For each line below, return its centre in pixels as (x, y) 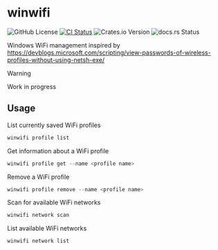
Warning (19, 73)
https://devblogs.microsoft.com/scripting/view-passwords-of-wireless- (109, 52)
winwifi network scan (38, 215)
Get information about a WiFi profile (58, 151)
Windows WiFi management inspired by (64, 45)
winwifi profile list (38, 137)
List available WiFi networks (47, 229)
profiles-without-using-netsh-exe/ (56, 59)
